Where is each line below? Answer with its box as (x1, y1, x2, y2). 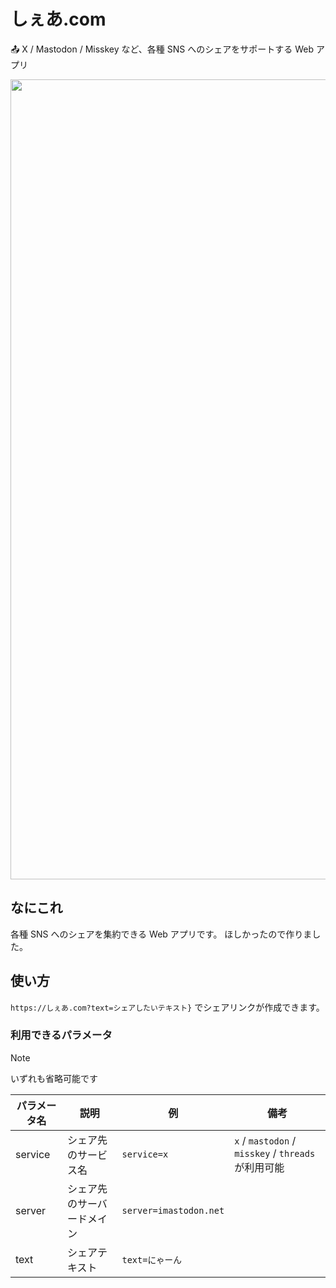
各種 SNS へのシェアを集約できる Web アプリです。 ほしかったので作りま (10, 928, 313, 940)
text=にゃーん (121, 1254, 182, 1265)
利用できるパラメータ (10, 1028, 113, 1042)
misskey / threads (234, 1146, 316, 1160)
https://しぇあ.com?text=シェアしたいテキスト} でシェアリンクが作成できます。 (10, 1001, 325, 1013)
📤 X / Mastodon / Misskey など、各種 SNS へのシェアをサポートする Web (10, 43, 314, 55)
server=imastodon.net (121, 1205, 225, 1216)
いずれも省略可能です (10, 1072, 98, 1084)
